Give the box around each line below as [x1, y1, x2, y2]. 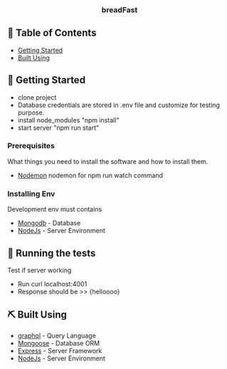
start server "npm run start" [17, 123, 100, 132]
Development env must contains [7, 205, 102, 214]
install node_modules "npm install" [17, 115, 120, 124]
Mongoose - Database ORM [17, 338, 100, 347]
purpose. [17, 108, 45, 117]
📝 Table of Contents [7, 27, 97, 39]
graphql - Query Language [17, 331, 96, 340]
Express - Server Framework [17, 346, 102, 355]
